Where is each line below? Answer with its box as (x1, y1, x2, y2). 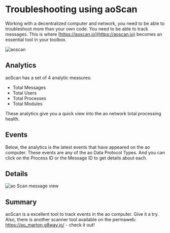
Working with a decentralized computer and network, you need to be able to (5, 20, 165, 26)
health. (5, 116, 20, 122)
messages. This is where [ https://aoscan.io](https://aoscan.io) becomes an (5, 31, 162, 37)
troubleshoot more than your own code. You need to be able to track (5, 25, 149, 31)
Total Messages (12, 84, 46, 90)
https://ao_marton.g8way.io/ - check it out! (5, 222, 95, 228)
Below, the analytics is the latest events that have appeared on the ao (5, 144, 150, 150)
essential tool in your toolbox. (5, 37, 67, 43)
